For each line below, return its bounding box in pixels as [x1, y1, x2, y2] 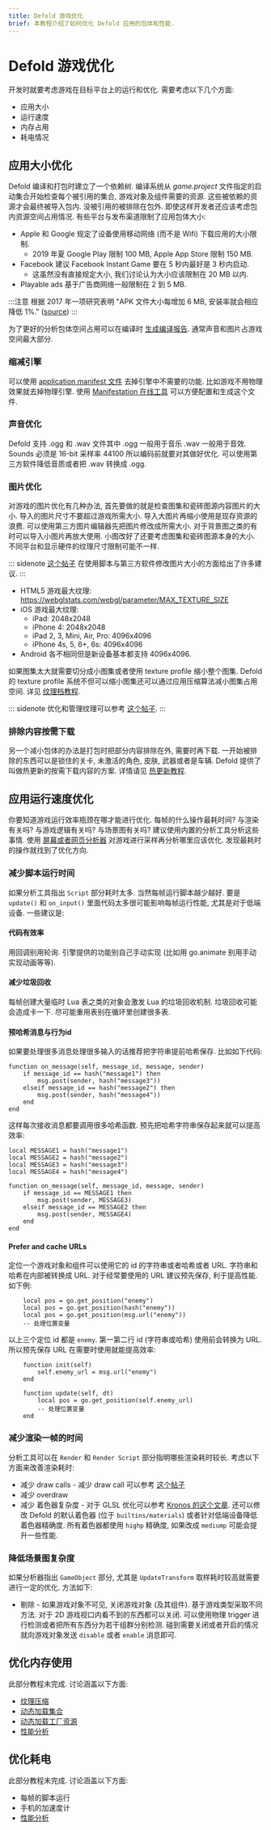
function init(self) [23, 1361, 92, 1370]
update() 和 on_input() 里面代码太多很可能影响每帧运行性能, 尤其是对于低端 [8, 897, 261, 907]
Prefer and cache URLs [8, 1241, 87, 1251]
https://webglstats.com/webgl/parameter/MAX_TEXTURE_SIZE [19, 595, 229, 605]
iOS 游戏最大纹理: [19, 604, 79, 615]
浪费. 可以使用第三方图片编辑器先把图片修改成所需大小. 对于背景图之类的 [8, 521, 251, 531]
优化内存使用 [8, 1656, 73, 1670]
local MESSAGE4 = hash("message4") [8, 1168, 129, 1176]
